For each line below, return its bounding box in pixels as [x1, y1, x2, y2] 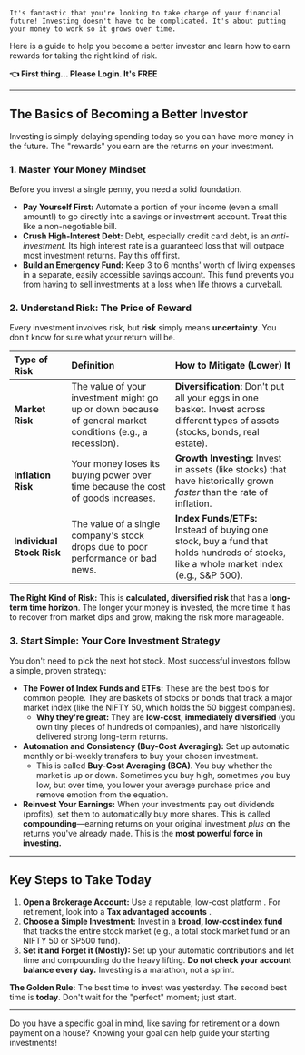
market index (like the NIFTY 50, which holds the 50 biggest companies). [22, 702, 296, 713]
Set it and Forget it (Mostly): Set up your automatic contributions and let [22, 945, 295, 956]
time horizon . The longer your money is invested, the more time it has [29, 602, 290, 614]
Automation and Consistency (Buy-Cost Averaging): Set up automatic [22, 740, 290, 751]
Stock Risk [14, 546, 62, 559]
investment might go [71, 391, 159, 404]
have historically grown [175, 474, 274, 487]
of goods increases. [71, 492, 156, 504]
